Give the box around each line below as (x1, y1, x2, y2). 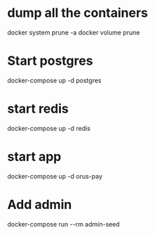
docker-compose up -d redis (7, 124, 91, 132)
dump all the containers (7, 5, 149, 21)
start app (7, 149, 62, 165)
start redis (7, 101, 69, 117)
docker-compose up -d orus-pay (7, 172, 103, 180)
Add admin (7, 196, 72, 212)
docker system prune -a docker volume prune (7, 28, 140, 37)
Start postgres (7, 53, 93, 69)
